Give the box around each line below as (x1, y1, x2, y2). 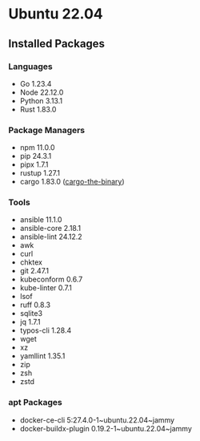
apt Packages (8, 397, 62, 408)
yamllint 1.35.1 (19, 351, 66, 361)
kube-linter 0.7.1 (19, 283, 72, 293)
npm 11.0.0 (19, 143, 55, 152)
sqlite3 (19, 309, 42, 318)
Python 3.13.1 (19, 95, 62, 105)
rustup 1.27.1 (19, 168, 61, 178)
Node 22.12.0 (19, 87, 64, 97)
